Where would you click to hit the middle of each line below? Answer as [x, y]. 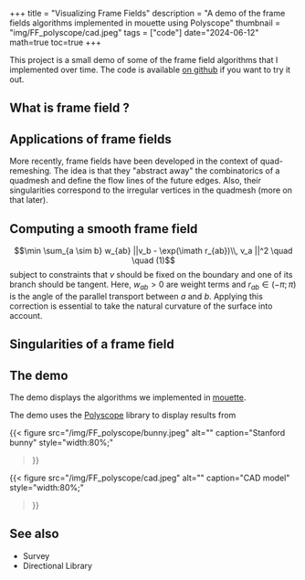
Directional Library [58, 565]
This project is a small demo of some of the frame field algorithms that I [144, 60]
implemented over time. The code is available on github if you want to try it [150, 69]
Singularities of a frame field [92, 345]
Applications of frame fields [90, 139]
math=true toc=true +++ [56, 42]
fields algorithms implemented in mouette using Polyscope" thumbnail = [145, 23]
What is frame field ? [69, 108]
